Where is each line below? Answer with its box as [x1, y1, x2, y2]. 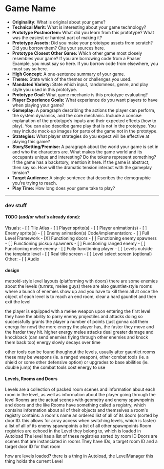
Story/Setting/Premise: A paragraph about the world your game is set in [12, 144, 159, 149]
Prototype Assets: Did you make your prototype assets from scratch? [12, 40, 153, 45]
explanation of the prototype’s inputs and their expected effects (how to [12, 118, 157, 124]
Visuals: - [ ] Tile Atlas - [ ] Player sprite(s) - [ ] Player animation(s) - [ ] [5, 225, 147, 231]
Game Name [5, 3, 56, 14]
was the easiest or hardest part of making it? [12, 35, 102, 41]
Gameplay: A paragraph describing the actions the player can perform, [12, 107, 156, 113]
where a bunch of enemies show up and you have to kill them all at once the [5, 289, 158, 295]
